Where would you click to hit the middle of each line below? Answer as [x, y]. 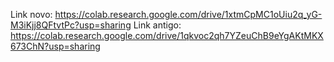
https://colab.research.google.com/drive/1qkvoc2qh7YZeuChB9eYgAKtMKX [167, 35]
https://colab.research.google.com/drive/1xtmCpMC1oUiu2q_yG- [188, 14]
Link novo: [31, 14]
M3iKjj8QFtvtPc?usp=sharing [71, 25]
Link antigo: [157, 25]
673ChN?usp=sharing [55, 46]
